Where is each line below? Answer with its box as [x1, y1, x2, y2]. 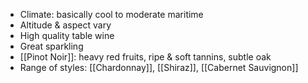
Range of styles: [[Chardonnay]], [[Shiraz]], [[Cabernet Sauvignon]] [19, 62, 299, 73]
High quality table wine [19, 30, 115, 41]
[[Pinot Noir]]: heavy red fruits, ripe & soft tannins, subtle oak [19, 51, 272, 63]
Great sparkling [19, 40, 84, 52]
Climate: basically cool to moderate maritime [19, 9, 204, 20]
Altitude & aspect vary [19, 19, 112, 31]
